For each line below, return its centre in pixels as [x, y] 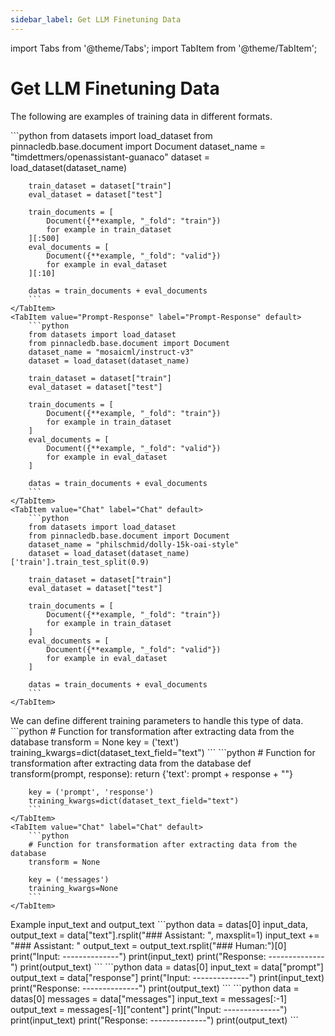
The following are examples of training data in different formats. [141, 116]
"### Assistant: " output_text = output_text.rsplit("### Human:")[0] [148, 945]
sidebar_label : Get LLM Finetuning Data [96, 19]
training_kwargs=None [73, 888]
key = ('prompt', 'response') [91, 792]
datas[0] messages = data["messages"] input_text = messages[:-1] [148, 998]
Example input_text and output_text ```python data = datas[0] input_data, [159, 924]
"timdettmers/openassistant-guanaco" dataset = [110, 157]
